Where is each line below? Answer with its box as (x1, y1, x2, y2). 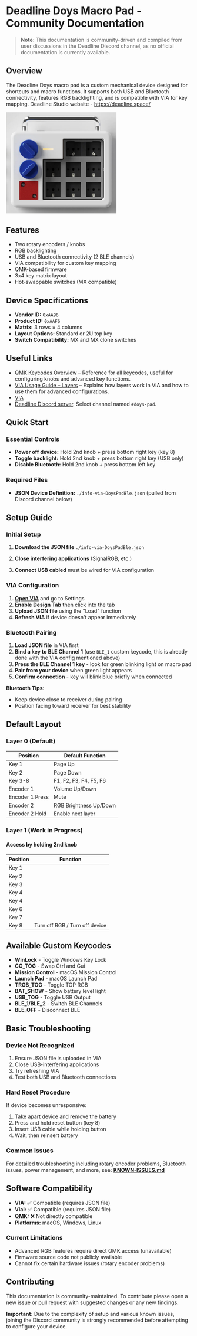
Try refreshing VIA (14, 1067, 59, 1074)
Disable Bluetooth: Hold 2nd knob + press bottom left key (14, 461, 156, 468)
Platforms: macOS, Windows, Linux (14, 1219, 102, 1226)
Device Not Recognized (6, 1041, 75, 1049)
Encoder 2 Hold (8, 810, 47, 817)
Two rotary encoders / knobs (14, 241, 85, 248)
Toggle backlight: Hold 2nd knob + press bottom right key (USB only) (14, 455, 184, 462)
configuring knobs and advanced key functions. (14, 375, 131, 382)
